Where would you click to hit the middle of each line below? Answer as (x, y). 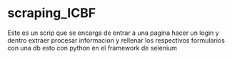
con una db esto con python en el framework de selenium (92, 48)
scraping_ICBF (52, 13)
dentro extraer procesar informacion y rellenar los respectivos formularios (116, 40)
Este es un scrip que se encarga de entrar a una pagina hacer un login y (113, 33)
